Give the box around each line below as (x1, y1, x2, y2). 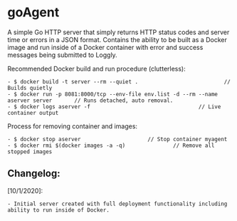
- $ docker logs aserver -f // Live (7, 103, 221, 110)
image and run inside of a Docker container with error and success (7, 43, 204, 51)
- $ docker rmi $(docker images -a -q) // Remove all (7, 142, 215, 149)
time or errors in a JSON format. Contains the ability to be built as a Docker (7, 35, 228, 43)
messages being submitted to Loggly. (7, 51, 117, 59)
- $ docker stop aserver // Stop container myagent (7, 135, 228, 143)
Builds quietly (7, 84, 53, 91)
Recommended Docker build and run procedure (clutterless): (7, 64, 186, 73)
